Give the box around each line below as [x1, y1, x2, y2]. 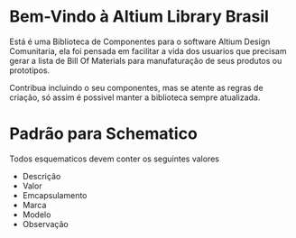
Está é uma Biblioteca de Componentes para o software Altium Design [9, 36, 271, 47]
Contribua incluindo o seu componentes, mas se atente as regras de [9, 82, 264, 93]
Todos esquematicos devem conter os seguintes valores [9, 153, 219, 164]
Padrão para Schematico [9, 124, 199, 144]
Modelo [22, 209, 51, 220]
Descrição [22, 170, 61, 181]
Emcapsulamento [22, 189, 88, 200]
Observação [22, 218, 69, 229]
